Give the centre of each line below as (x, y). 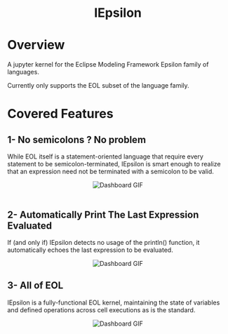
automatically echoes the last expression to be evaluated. (90, 250)
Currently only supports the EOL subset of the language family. (98, 86)
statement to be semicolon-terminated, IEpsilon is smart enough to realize (114, 164)
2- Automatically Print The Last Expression (103, 214)
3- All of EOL (35, 286)
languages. (24, 72)
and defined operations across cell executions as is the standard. (101, 309)
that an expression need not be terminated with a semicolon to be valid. (110, 172)
